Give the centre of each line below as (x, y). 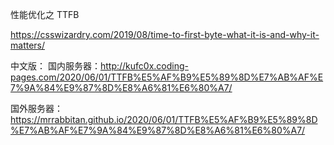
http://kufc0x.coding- (144, 66)
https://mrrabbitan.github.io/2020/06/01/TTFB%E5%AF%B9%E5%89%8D (164, 119)
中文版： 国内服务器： (55, 66)
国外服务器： (36, 108)
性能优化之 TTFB (45, 14)
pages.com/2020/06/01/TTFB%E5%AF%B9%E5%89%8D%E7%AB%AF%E (167, 77)
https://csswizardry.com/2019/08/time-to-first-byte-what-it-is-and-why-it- (165, 34)
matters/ (28, 45)
